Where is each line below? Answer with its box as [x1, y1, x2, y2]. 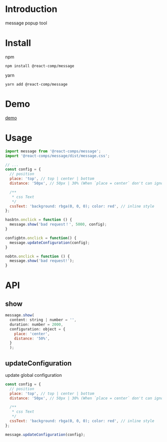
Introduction [5, 3, 58, 15]
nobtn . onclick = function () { [5, 254, 70, 259]
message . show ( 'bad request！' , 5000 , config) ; [9, 222, 107, 227]
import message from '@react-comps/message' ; [5, 148, 101, 154]
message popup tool [5, 20, 47, 26]
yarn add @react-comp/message [5, 82, 68, 87]
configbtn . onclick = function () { [5, 235, 77, 240]
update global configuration [5, 372, 62, 378]
